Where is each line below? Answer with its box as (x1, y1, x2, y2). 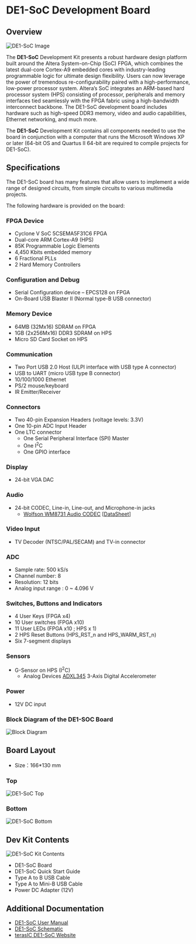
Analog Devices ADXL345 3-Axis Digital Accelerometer (23, 672, 157, 679)
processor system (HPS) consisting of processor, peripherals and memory (6, 91, 185, 98)
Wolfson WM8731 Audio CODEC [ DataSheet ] (23, 510, 132, 517)
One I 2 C (23, 441, 43, 449)
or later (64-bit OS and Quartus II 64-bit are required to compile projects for (6, 140, 189, 146)
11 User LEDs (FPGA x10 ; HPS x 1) (14, 625, 97, 632)
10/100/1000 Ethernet (14, 376, 66, 383)
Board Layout (6, 746, 56, 756)
